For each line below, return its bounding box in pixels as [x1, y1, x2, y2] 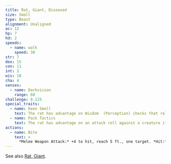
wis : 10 [5, 73, 22, 78]
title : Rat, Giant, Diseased [5, 7, 67, 13]
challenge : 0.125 [5, 97, 42, 102]
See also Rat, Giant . [5, 153, 47, 159]
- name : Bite [10, 130, 38, 135]
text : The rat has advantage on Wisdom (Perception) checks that [14, 111, 158, 116]
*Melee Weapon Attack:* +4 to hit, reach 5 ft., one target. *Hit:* [18, 139, 167, 144]
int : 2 [5, 69, 19, 74]
